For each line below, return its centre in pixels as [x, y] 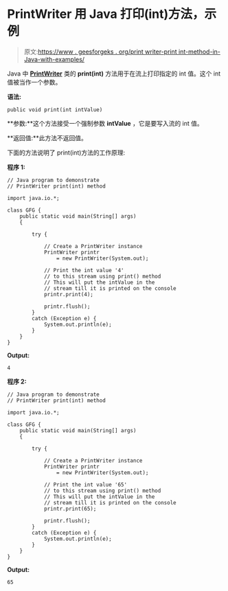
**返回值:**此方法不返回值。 [47, 137]
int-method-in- [199, 52]
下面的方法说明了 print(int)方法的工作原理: [66, 153]
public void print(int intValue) [55, 110]
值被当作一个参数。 [34, 82]
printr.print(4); [69, 294]
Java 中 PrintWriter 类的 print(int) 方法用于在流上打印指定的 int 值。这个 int [114, 74]
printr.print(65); [70, 509]
